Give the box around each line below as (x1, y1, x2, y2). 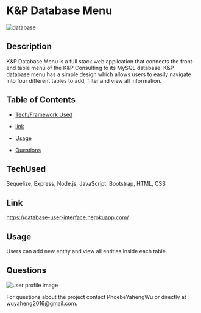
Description (6, 41, 52, 52)
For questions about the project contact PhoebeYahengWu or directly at (6, 293, 187, 300)
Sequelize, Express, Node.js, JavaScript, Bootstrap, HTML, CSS (6, 180, 166, 188)
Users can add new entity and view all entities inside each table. (6, 248, 167, 255)
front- (180, 57, 195, 65)
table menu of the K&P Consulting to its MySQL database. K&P (17, 64, 174, 71)
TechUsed (6, 164, 46, 174)
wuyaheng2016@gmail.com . (6, 300, 78, 307)
